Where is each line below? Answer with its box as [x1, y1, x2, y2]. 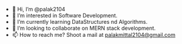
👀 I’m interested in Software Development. [12, 12, 118, 19]
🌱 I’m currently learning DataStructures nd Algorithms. [12, 18, 147, 25]
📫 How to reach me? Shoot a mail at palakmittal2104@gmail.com [12, 32, 176, 38]
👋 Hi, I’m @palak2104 [12, 6, 66, 12]
